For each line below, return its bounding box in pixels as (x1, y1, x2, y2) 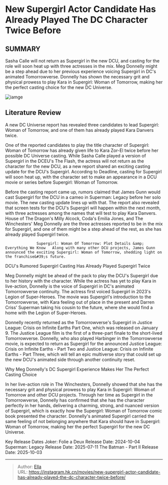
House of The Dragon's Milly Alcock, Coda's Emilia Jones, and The (5, 215, 143, 221)
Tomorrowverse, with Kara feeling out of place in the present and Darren (5, 299, 155, 305)
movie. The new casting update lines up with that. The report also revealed (5, 199, 159, 205)
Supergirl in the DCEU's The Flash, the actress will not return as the (5, 158, 144, 164)
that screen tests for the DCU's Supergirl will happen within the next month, (5, 205, 161, 211)
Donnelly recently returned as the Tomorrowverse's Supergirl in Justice (5, 319, 152, 325)
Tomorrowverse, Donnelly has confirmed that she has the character (5, 397, 145, 403)
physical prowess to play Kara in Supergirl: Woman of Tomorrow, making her (5, 79, 163, 85)
